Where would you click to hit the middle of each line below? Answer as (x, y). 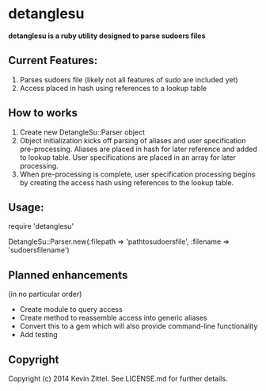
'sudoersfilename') (39, 250)
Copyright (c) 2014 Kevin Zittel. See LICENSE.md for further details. (118, 378)
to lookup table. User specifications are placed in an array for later (127, 157)
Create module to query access (71, 309)
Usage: (27, 207)
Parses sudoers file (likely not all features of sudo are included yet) (129, 79)
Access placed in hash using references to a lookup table (113, 88)
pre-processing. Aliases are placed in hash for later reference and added (138, 149)
